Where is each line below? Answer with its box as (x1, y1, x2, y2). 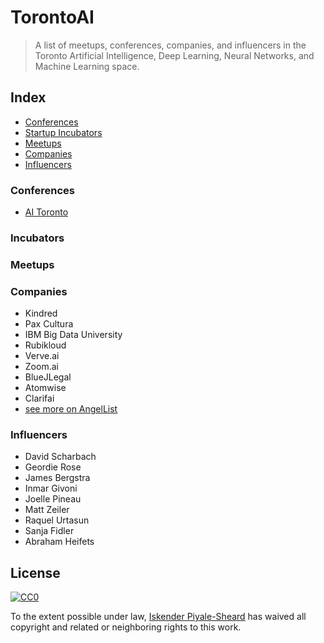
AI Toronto (24, 206, 69, 218)
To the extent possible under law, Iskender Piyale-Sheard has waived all (10, 611, 307, 623)
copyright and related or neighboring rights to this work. (10, 621, 242, 633)
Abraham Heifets (24, 536, 95, 548)
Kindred (24, 307, 58, 320)
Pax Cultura (24, 318, 74, 330)
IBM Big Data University (24, 329, 123, 341)
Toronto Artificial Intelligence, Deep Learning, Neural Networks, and (34, 49, 315, 61)
